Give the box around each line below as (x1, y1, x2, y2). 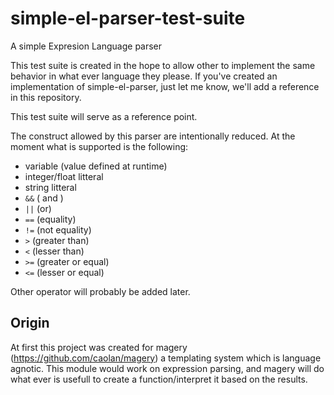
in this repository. (10, 91, 82, 103)
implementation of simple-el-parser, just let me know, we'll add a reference (10, 80, 320, 92)
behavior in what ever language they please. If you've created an (10, 70, 278, 82)
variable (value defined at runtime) (24, 160, 168, 172)
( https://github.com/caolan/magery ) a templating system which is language (10, 352, 322, 364)
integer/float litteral (24, 170, 104, 182)
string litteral (24, 181, 77, 193)
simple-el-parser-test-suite (10, 7, 246, 30)
